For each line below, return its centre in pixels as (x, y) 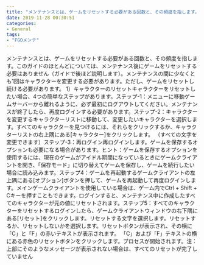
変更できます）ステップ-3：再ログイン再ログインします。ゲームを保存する (100, 142)
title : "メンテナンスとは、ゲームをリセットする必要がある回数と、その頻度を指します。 (103, 12)
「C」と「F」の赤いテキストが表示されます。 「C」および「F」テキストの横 (102, 233)
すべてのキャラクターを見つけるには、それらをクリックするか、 (96, 127)
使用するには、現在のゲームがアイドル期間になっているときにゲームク (94, 157)
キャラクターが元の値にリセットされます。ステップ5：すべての (95, 203)
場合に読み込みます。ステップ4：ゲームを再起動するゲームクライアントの (98, 172)
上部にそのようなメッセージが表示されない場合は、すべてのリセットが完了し (102, 249)
